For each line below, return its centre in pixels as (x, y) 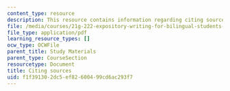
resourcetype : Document (41, 64)
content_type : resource (41, 13)
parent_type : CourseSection (47, 58)
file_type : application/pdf (47, 32)
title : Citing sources (39, 70)
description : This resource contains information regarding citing (105, 20)
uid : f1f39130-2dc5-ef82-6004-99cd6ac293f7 (70, 77)
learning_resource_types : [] (49, 39)
